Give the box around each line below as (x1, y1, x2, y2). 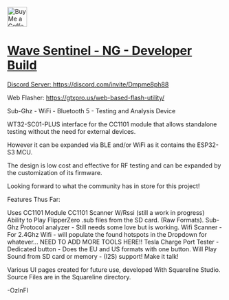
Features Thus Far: (7, 195, 61, 203)
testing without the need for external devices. (7, 127, 136, 135)
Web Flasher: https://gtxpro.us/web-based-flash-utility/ (7, 93, 165, 102)
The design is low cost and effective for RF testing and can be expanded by (7, 161, 221, 170)
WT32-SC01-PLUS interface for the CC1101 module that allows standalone (7, 120, 217, 128)
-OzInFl (7, 286, 29, 295)
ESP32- (197, 141, 219, 149)
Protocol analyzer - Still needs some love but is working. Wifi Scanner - (20, 223, 222, 231)
